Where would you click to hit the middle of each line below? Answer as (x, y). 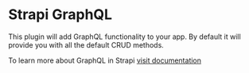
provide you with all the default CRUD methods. (86, 44)
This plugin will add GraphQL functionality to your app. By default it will (124, 36)
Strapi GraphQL (60, 15)
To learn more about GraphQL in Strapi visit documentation (105, 60)
